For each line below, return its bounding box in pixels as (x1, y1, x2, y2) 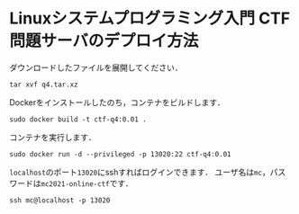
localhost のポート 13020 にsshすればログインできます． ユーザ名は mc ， (9, 166, 270, 177)
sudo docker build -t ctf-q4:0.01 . (9, 114, 147, 124)
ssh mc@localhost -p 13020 (9, 195, 111, 205)
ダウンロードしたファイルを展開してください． (9, 62, 183, 73)
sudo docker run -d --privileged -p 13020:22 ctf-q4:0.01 (9, 149, 231, 158)
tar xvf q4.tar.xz (9, 80, 78, 89)
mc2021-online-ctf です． (41, 177, 133, 189)
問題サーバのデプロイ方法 (9, 31, 199, 51)
